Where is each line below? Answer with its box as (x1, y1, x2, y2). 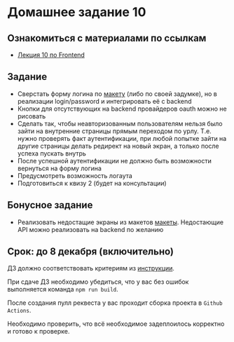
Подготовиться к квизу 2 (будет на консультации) (17, 179, 167, 187)
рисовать (17, 111, 46, 120)
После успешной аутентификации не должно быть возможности (17, 156, 212, 165)
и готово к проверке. (7, 327, 70, 336)
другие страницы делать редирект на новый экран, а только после (17, 142, 219, 150)
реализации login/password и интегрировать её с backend (17, 97, 192, 105)
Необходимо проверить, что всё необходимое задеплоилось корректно (7, 320, 225, 328)
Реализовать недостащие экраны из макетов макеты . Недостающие (17, 218, 224, 226)
